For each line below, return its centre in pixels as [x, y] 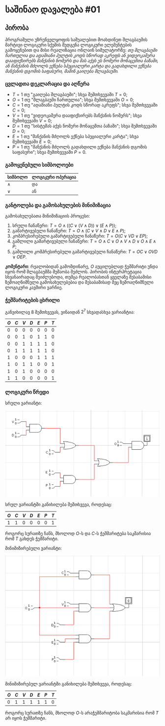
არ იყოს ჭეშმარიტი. [26, 718]
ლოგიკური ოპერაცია [54, 177]
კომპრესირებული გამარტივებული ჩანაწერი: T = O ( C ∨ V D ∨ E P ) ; [80, 236]
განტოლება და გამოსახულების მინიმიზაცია [58, 205]
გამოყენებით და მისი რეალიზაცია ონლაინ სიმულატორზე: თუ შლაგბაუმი [81, 50]
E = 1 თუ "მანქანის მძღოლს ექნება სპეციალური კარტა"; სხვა [75, 137]
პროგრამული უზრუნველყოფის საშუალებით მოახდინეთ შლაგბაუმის [76, 39]
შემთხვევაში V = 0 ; [32, 121]
